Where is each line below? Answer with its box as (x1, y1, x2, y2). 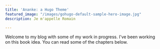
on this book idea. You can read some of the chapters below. (5, 39, 128, 45)
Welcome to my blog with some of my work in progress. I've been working (5, 34, 156, 40)
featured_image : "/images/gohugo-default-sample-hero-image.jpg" (5, 12, 141, 17)
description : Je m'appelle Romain (5, 16, 76, 21)
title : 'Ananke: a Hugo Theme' (5, 7, 69, 12)
